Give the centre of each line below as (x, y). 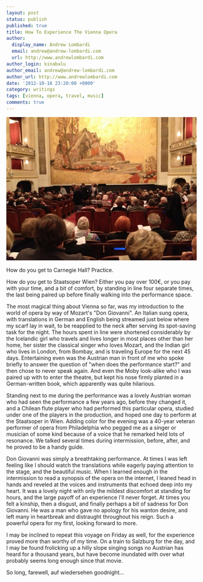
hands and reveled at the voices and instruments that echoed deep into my (99, 484)
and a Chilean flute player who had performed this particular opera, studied (100, 409)
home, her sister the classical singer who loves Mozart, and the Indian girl (98, 345)
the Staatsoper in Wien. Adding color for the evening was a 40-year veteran (101, 421)
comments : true (25, 102)
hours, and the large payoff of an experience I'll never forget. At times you (98, 498)
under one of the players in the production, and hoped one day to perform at (101, 415)
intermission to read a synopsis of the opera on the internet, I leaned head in (101, 478)
